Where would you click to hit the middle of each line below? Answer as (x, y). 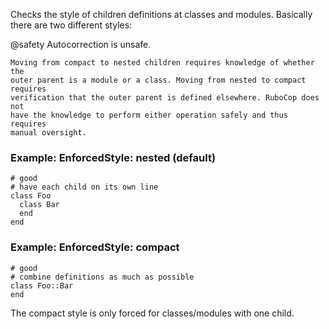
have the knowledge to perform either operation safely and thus (149, 115)
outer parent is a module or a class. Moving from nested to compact (158, 80)
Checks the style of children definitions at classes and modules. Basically (161, 14)
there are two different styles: (71, 25)
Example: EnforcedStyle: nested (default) (113, 157)
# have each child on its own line (84, 187)
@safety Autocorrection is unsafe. (81, 44)
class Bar (39, 205)
